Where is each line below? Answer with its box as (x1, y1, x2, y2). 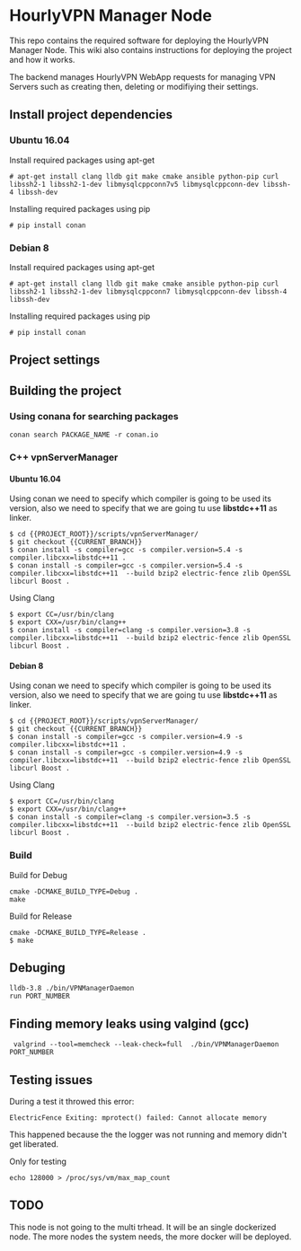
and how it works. (9, 54, 75, 65)
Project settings (9, 352, 101, 368)
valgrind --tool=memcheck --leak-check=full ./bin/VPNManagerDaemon (13, 1040, 279, 1049)
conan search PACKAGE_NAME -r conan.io (9, 430, 159, 439)
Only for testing (9, 1156, 67, 1167)
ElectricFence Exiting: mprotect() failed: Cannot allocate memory (9, 1114, 268, 1123)
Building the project (9, 383, 122, 398)
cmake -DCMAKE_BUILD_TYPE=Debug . (9, 886, 139, 896)
